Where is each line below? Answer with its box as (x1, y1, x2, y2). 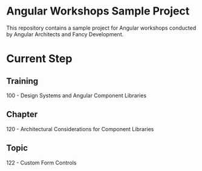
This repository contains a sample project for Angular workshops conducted (6, 24, 197, 31)
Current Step (6, 52, 73, 66)
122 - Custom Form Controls (6, 159, 77, 166)
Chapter (6, 109, 38, 120)
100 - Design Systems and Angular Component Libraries (6, 92, 147, 99)
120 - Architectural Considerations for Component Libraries (6, 125, 154, 132)
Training (6, 76, 39, 86)
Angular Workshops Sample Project (6, 4, 190, 18)
